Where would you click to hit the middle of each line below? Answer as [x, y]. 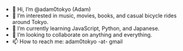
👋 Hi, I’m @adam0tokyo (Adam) [51, 9]
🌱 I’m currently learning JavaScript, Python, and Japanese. [86, 28]
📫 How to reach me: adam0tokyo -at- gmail [67, 41]
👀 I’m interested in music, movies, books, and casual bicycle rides [94, 16]
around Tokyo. [30, 22]
